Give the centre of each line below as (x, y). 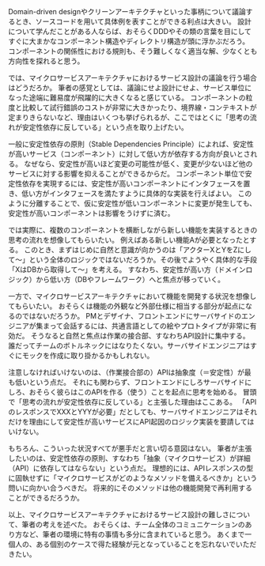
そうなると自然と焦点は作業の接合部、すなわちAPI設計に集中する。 (140, 336)
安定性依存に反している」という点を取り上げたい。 (105, 127)
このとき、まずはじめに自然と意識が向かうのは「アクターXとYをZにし (137, 250)
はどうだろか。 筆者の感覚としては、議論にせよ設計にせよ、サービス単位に (130, 88)
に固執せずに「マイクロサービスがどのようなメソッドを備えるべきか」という (133, 478)
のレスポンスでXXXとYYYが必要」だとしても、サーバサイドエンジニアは (126, 412)
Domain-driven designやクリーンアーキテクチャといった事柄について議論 (127, 11)
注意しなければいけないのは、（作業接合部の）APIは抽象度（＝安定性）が (127, 372)
